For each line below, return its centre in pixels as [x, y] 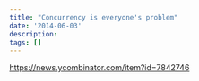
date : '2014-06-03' [46, 26]
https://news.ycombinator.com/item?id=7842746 [99, 68]
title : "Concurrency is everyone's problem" [94, 17]
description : [34, 34]
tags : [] [26, 42]
